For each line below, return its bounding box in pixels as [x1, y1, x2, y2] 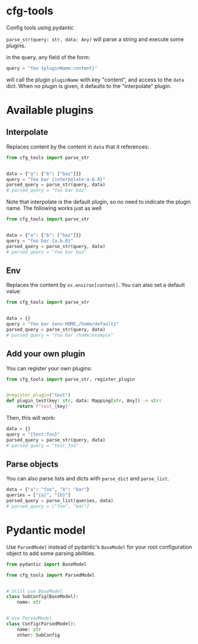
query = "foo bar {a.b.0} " [6, 238, 74, 244]
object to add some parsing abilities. [6, 549, 96, 557]
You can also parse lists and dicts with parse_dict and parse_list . [6, 475, 169, 482]
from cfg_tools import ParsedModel [6, 572, 95, 578]
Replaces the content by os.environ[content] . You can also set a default [6, 282, 185, 289]
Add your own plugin [6, 349, 86, 359]
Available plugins [6, 104, 94, 117]
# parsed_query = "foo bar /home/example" [6, 332, 114, 338]
